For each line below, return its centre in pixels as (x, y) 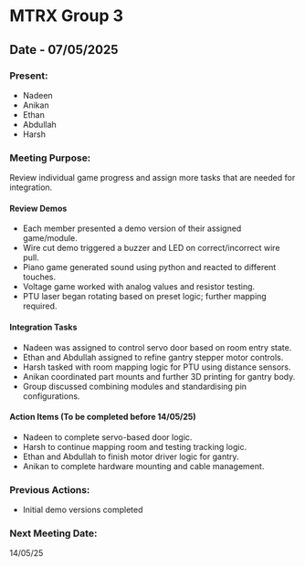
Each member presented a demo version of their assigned (132, 228)
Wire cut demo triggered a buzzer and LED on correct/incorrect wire (151, 248)
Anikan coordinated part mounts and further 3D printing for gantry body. (159, 376)
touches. (39, 277)
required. (40, 306)
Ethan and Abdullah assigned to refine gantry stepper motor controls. (153, 357)
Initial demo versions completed (83, 510)
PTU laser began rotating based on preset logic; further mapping (144, 297)
